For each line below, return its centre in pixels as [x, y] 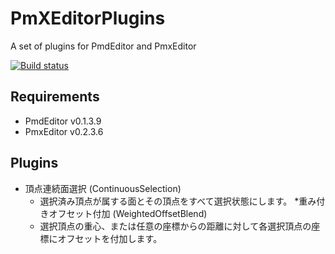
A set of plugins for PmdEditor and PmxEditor [103, 46]
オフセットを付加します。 [110, 238]
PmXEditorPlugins [88, 18]
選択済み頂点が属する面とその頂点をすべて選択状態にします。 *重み [178, 201]
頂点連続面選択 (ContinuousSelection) [103, 188]
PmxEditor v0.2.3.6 [64, 131]
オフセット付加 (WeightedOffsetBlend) [128, 213]
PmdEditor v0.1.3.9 [63, 121]
